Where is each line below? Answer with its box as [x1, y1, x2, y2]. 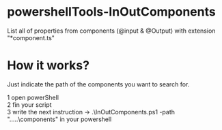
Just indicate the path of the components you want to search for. [7, 80, 190, 88]
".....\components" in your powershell [7, 115, 112, 123]
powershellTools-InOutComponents [7, 4, 217, 20]
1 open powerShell [7, 93, 59, 101]
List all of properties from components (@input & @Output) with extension [7, 27, 216, 35]
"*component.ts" [7, 33, 55, 42]
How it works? [7, 58, 90, 74]
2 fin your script [7, 100, 53, 109]
